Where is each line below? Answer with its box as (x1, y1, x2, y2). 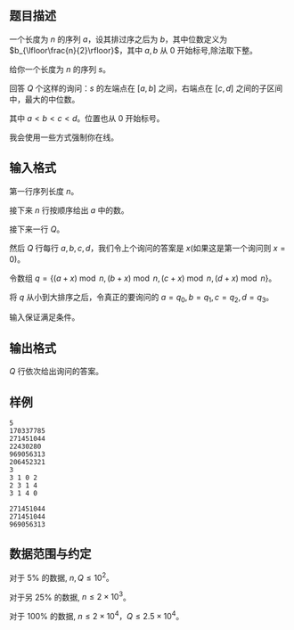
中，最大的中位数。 (9, 94, 80, 104)
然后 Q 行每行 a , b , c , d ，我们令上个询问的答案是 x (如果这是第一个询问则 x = (9, 242, 286, 253)
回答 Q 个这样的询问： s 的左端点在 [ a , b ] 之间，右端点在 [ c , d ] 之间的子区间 (9, 83, 283, 94)
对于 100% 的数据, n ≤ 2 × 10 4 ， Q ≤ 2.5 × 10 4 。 (9, 610, 184, 621)
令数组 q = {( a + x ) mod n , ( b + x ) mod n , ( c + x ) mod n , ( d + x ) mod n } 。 (9, 273, 277, 283)
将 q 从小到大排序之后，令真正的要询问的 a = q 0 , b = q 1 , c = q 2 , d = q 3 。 (9, 291, 274, 305)
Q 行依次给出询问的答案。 (9, 366, 104, 377)
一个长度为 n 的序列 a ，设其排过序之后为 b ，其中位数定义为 (9, 34, 228, 45)
